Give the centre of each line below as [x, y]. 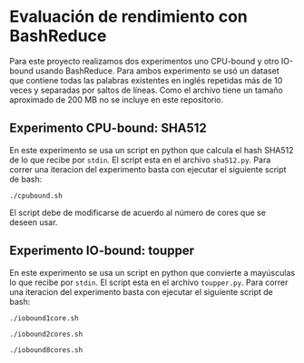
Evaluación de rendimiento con [128, 17]
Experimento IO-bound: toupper [102, 251]
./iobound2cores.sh [46, 334]
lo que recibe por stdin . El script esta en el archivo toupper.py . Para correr [149, 282]
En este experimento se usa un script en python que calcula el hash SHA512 [152, 150]
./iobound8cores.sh [46, 350]
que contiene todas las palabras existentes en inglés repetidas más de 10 [146, 80]
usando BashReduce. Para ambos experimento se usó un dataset [157, 71]
